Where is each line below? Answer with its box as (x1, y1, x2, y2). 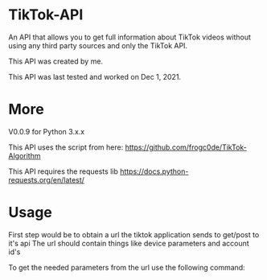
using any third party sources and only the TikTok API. (8, 40, 187, 50)
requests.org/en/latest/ (8, 175, 84, 184)
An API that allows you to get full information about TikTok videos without (8, 32, 251, 42)
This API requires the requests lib (8, 167, 118, 176)
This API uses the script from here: (8, 142, 124, 152)
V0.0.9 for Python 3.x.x (8, 126, 85, 136)
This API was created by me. (8, 56, 103, 66)
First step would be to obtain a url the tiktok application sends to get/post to (8, 229, 260, 239)
